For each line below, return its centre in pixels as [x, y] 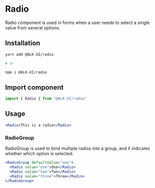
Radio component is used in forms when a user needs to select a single [77, 23]
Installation [23, 43]
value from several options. [33, 27]
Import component [34, 87]
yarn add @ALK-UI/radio [30, 54]
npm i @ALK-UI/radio [26, 72]
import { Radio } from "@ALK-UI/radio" [46, 99]
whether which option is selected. [39, 154]
